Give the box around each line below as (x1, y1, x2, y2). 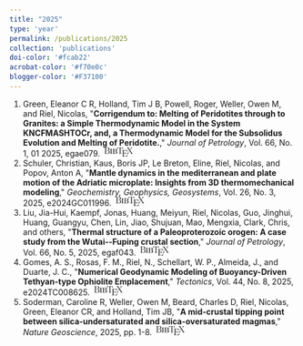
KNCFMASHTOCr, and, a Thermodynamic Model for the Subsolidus (22, 127, 283, 138)
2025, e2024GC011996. (22, 197, 112, 209)
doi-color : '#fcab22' (9, 53, 92, 63)
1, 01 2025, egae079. (22, 148, 101, 158)
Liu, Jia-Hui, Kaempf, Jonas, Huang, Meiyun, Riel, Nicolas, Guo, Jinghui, (22, 207, 293, 218)
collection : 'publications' (9, 44, 116, 53)
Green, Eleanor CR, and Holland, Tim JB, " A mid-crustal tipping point (22, 306, 285, 317)
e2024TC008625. (22, 287, 91, 298)
